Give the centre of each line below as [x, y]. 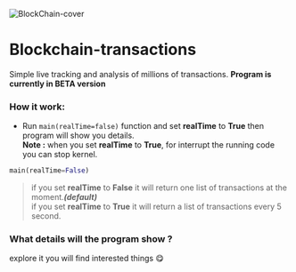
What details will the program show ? [91, 239]
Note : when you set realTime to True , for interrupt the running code [148, 145]
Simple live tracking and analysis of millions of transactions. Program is [140, 74]
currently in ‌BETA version [58, 84]
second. [46, 216]
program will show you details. [78, 136]
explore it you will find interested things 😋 [87, 259]
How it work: [37, 107]
